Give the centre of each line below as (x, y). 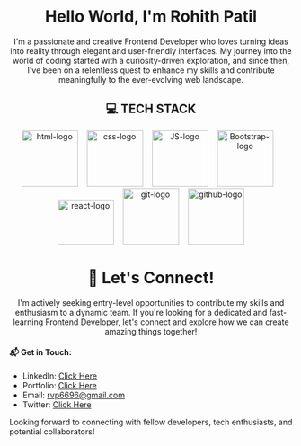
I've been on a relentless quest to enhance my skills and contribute (151, 70)
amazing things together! (151, 331)
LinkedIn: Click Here (59, 376)
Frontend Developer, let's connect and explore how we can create (167, 322)
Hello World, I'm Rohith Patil (151, 17)
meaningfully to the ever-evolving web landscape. (151, 79)
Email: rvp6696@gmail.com (74, 395)
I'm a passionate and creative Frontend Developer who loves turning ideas (151, 41)
